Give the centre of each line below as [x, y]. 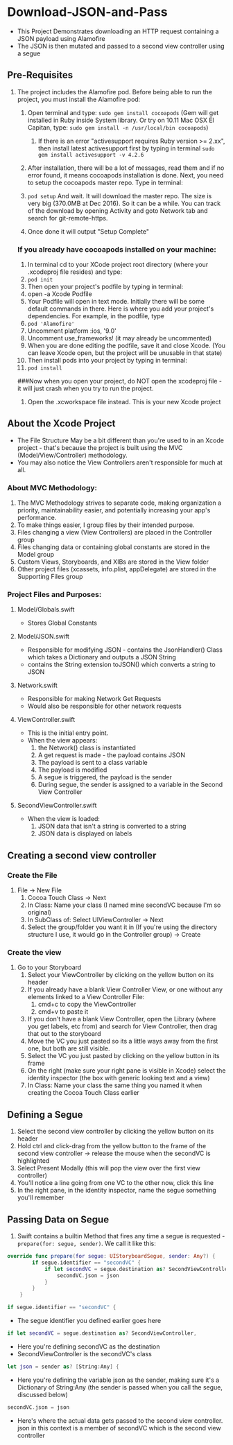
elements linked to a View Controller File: [86, 997]
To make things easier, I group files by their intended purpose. [106, 525]
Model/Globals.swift [46, 609]
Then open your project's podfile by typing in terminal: [105, 287]
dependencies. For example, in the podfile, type [96, 316]
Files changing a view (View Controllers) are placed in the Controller [115, 533]
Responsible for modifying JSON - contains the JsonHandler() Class [125, 650]
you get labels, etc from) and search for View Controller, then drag [122, 1026]
